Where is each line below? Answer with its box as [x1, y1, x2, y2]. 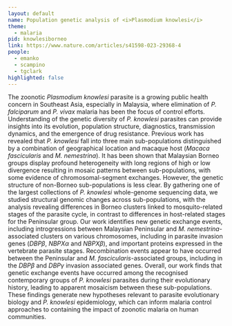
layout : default [8, 10, 55, 17]
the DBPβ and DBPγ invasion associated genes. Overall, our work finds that [8, 261, 222, 269]
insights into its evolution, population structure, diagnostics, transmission [8, 122, 215, 131]
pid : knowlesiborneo [8, 36, 68, 43]
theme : [8, 23, 27, 30]
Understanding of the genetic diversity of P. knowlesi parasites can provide [8, 115, 222, 123]
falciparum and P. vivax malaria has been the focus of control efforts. [8, 108, 206, 116]
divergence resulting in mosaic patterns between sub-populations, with [8, 166, 211, 174]
